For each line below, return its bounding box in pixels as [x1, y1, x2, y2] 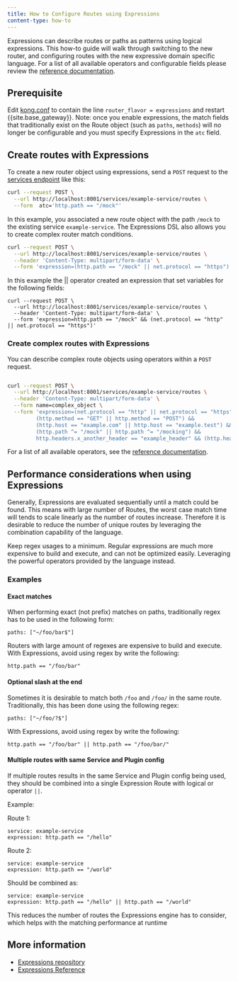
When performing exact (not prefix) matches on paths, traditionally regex [7, 608, 221, 616]
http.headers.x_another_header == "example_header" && [35, 435, 201, 442]
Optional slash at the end [7, 677, 83, 686]
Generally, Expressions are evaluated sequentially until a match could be [7, 498, 219, 506]
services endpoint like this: [7, 175, 86, 184]
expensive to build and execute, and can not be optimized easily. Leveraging [7, 550, 231, 558]
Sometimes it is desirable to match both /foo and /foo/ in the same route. [7, 693, 222, 702]
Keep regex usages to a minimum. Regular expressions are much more [7, 542, 214, 550]
